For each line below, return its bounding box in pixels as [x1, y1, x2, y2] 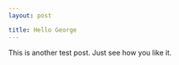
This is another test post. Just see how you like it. [8, 48, 173, 57]
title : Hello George [8, 25, 78, 34]
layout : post [8, 11, 52, 20]
